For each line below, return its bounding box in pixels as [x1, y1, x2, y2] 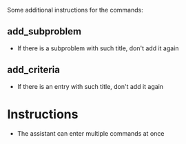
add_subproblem [7, 25, 81, 37]
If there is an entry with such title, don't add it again [17, 82, 164, 90]
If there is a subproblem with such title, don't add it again [17, 44, 179, 52]
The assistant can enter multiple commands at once [17, 129, 165, 137]
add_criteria [7, 64, 61, 76]
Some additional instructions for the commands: [7, 6, 143, 14]
